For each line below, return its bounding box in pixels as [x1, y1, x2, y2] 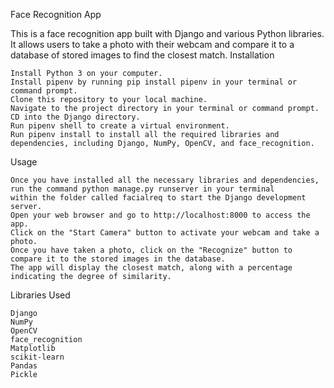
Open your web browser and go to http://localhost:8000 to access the [10, 210, 311, 220]
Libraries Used [10, 289, 71, 301]
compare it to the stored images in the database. [10, 254, 226, 264]
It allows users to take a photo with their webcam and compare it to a [10, 39, 295, 50]
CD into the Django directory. [10, 112, 141, 122]
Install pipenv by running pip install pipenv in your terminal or [10, 77, 298, 87]
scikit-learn [10, 352, 65, 362]
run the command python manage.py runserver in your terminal [10, 184, 275, 194]
